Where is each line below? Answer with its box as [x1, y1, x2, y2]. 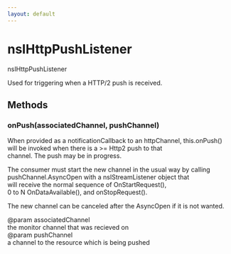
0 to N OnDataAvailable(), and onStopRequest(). [7, 188, 148, 196]
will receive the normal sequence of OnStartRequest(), [7, 181, 167, 189]
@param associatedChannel [7, 216, 90, 224]
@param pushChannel [7, 231, 73, 239]
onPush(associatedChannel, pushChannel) [7, 120, 160, 130]
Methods [7, 99, 48, 111]
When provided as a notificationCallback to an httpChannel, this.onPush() [7, 137, 222, 145]
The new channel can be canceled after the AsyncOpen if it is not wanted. [7, 202, 225, 211]
